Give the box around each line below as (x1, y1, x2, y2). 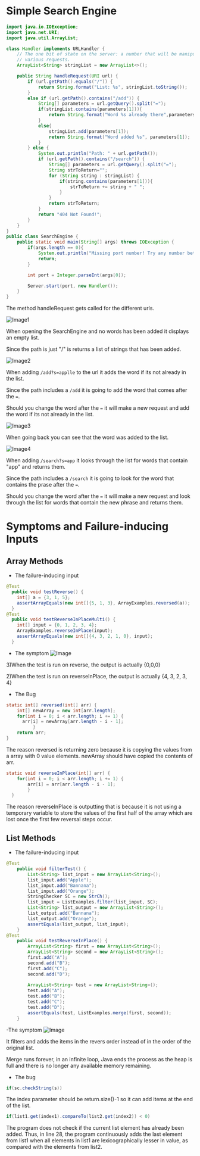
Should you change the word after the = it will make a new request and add (6, 404, 189, 412)
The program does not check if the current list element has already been (6, 1124, 185, 1132)
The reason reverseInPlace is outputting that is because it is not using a (6, 803, 182, 811)
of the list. (6, 1102, 31, 1109)
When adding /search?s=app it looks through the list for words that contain (6, 457, 188, 464)
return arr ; (17, 730, 46, 736)
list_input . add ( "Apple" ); (27, 877, 92, 883)
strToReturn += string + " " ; (70, 183, 145, 190)
